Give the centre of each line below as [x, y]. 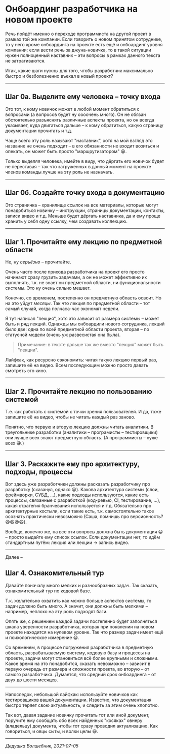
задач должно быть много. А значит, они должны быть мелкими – [77, 606]
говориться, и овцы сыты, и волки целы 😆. [52, 731]
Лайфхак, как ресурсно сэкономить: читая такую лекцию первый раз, [81, 360]
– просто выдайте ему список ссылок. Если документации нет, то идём [83, 537]
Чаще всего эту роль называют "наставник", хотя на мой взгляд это [79, 140]
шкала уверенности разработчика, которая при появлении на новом [80, 626]
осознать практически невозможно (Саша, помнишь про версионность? [84, 516]
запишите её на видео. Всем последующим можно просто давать [77, 365]
